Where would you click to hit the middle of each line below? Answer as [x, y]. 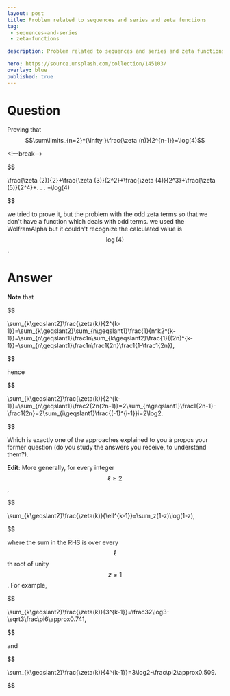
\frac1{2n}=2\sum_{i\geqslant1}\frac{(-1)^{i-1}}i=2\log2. [85, 413]
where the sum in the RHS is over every [63, 542]
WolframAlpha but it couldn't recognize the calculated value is [95, 229]
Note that [21, 297]
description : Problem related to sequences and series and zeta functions [116, 51]
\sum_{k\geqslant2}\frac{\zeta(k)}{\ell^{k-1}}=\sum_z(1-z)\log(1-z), [101, 515]
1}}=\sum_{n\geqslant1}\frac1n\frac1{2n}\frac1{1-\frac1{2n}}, [91, 345]
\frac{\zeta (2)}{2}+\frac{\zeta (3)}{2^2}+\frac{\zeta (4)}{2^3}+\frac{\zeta [111, 180]
